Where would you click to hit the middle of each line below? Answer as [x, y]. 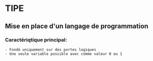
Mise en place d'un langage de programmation [77, 26]
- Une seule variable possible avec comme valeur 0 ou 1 [64, 54]
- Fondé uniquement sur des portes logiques [51, 49]
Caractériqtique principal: [36, 40]
